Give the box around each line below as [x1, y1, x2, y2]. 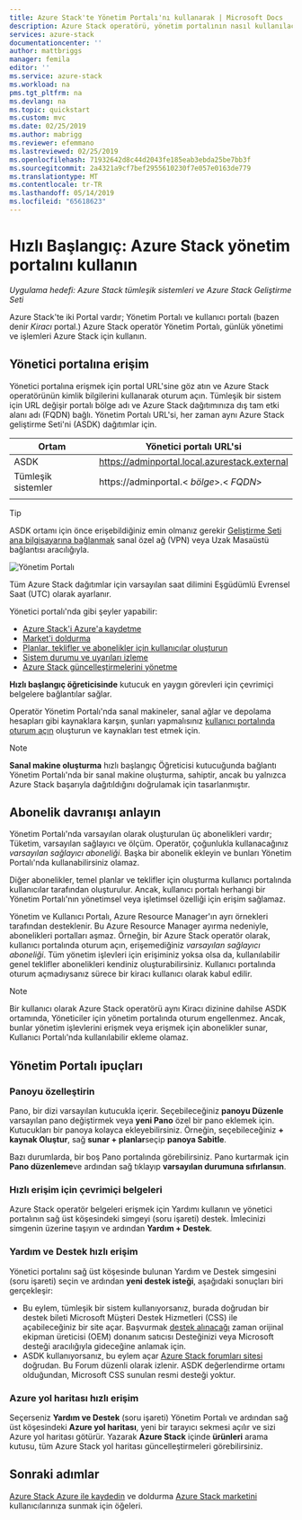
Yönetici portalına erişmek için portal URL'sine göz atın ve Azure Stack [9, 380, 270, 391]
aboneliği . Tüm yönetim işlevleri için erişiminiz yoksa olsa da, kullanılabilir [9, 949, 280, 960]
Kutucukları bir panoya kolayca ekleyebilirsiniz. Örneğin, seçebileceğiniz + [9, 1124, 285, 1135]
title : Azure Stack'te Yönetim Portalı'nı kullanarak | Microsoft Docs [9, 13, 283, 22]
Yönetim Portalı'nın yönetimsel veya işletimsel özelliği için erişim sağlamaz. [9, 893, 286, 904]
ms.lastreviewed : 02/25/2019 [9, 147, 119, 156]
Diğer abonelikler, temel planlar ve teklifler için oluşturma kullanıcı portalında [9, 875, 292, 885]
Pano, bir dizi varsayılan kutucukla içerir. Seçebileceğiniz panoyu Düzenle [9, 1106, 284, 1116]
